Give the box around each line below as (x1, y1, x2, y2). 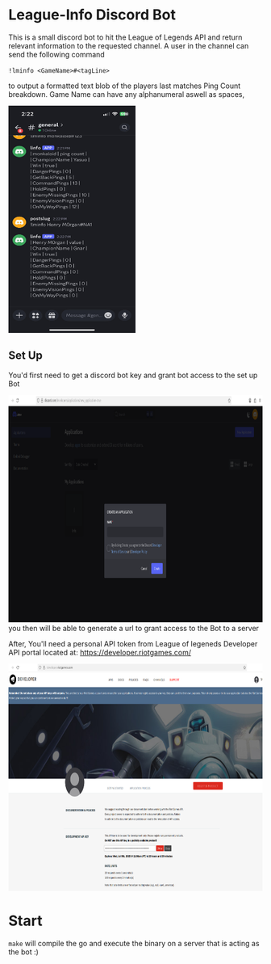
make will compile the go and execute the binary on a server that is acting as (8, 938, 260, 948)
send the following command (8, 49, 105, 59)
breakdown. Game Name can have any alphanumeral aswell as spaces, (8, 89, 245, 99)
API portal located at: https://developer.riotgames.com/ (8, 647, 192, 657)
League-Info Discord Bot (8, 6, 176, 24)
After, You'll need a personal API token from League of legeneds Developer (8, 638, 258, 648)
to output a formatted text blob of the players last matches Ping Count (8, 81, 241, 91)
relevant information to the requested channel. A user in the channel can (8, 40, 249, 50)
